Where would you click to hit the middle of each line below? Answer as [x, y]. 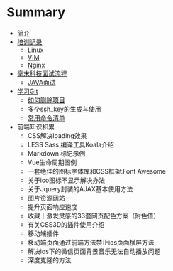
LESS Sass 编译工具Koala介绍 [71, 144]
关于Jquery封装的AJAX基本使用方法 [80, 188]
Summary [36, 12]
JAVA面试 [41, 82]
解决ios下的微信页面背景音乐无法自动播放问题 [94, 251]
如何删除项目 [46, 100]
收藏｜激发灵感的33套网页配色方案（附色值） [94, 216]
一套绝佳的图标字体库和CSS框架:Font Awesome [96, 171]
